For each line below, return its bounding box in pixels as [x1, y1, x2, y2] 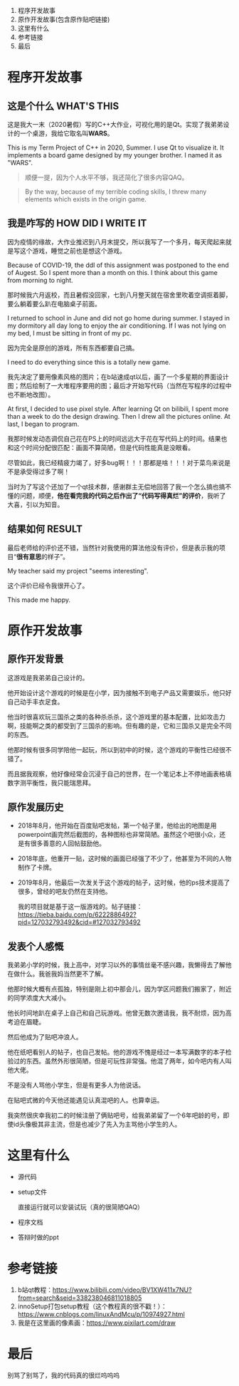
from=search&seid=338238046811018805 [17, 1293, 142, 1302]
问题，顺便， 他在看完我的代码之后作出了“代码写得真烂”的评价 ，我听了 [19, 491, 226, 500]
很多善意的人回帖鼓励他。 [30, 839, 105, 848]
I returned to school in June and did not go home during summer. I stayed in [7, 313, 230, 322]
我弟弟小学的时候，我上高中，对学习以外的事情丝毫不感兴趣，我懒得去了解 [7, 961, 225, 969]
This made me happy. [7, 595, 71, 604]
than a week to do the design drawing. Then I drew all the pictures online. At [7, 412, 231, 420]
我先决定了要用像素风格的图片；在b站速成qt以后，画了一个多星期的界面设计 [7, 372, 229, 381]
